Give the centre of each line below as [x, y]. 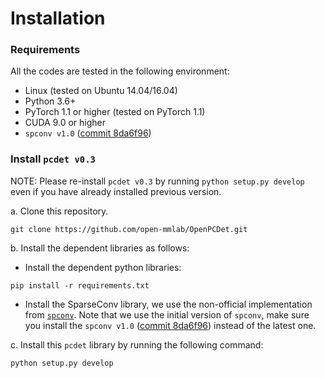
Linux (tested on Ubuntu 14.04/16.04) [101, 91]
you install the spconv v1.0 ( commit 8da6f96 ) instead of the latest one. [170, 325]
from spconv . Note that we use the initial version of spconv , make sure [167, 314]
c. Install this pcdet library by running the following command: [137, 344]
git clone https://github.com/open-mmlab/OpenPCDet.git [129, 229]
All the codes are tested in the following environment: [120, 71]
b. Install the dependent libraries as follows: [100, 248]
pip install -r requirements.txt [80, 285]
